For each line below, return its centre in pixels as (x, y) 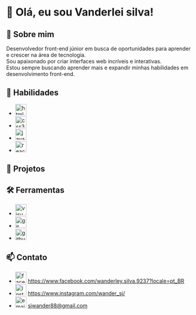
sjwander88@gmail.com (58, 305)
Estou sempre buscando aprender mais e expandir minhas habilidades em (97, 68)
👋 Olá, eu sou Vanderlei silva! (80, 12)
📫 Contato (27, 257)
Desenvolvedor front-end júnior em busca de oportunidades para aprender (99, 48)
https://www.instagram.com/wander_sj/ (76, 293)
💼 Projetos (26, 169)
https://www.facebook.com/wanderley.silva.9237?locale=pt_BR (106, 281)
